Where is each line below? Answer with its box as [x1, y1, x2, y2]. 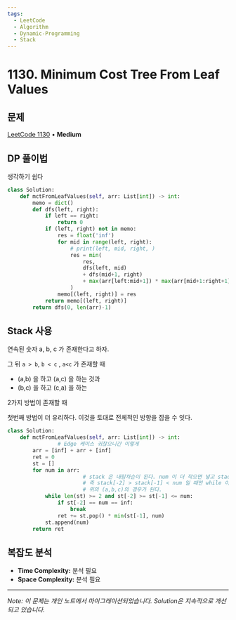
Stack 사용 [7, 324, 53, 337]
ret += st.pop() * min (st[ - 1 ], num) [57, 512, 165, 520]
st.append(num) [44, 519, 90, 526]
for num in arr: [32, 466, 80, 474]
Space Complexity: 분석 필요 [17, 575, 101, 583]
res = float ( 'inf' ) [57, 232, 114, 239]
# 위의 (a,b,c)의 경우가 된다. [82, 486, 163, 494]
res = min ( [70, 251, 102, 258]
